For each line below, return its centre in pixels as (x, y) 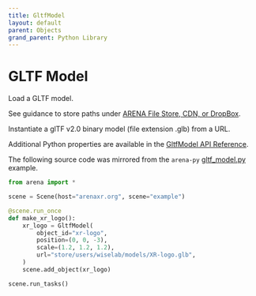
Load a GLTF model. (41, 99)
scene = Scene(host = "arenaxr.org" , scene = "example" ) (97, 197)
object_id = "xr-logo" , (72, 233)
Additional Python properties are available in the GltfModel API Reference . (128, 144)
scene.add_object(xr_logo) (67, 269)
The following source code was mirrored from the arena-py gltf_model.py (127, 159)
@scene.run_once (35, 211)
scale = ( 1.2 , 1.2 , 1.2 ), (75, 248)
